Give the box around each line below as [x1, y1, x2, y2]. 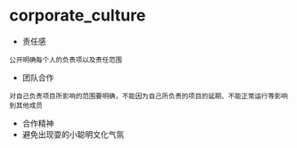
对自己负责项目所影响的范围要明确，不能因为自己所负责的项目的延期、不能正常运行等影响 [9, 91, 288, 101]
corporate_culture [9, 5, 146, 26]
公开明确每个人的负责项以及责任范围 [9, 55, 123, 64]
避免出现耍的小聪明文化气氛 [21, 128, 125, 139]
